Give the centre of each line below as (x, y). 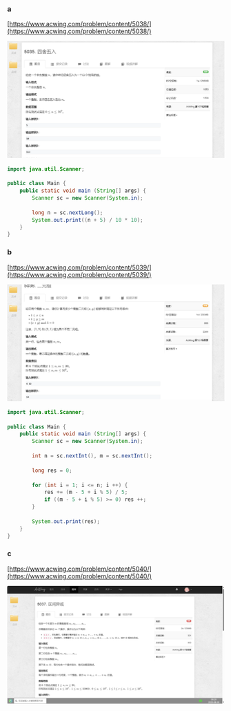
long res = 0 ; (52, 471)
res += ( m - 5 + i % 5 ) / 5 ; (86, 492)
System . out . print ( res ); (66, 521)
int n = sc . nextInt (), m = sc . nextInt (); (92, 456)
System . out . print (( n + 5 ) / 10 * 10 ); (88, 220)
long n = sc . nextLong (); (68, 212)
